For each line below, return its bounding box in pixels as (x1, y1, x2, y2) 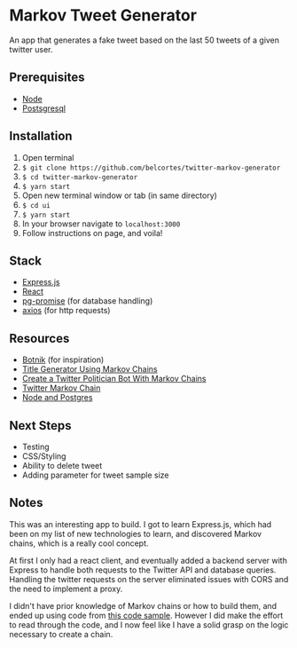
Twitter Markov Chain (21, 383, 101, 393)
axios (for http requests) (21, 305, 111, 316)
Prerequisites (9, 70, 85, 85)
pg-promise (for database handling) (21, 296, 153, 306)
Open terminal (21, 152, 74, 162)
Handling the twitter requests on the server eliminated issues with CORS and (9, 573, 289, 584)
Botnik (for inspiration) (21, 354, 105, 365)
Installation (9, 129, 73, 144)
